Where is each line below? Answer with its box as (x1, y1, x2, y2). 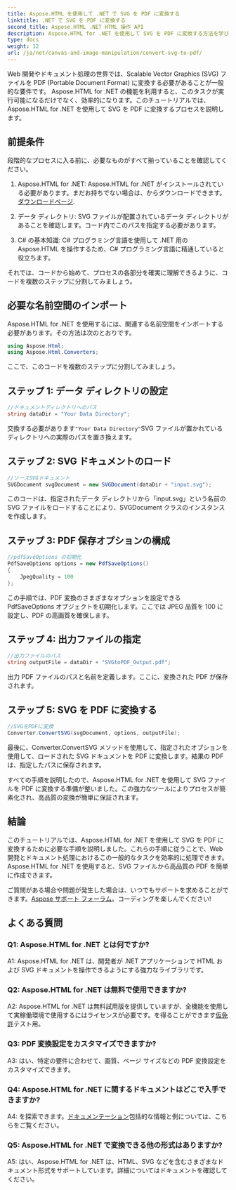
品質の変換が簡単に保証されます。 (44, 793, 143, 801)
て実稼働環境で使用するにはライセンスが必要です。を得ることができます (7, 1011, 216, 1019)
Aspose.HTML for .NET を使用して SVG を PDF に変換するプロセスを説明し (7, 105, 225, 113)
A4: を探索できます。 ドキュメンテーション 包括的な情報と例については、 (7, 1112, 216, 1120)
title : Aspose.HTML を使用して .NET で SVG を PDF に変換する (7, 10, 181, 18)
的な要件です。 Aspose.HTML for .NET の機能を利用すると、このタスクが (7, 87, 218, 95)
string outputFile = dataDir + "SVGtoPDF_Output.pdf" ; (7, 659, 171, 666)
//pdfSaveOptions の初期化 (7, 554, 82, 561)
